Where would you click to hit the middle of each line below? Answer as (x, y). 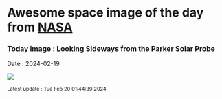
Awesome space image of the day (106, 13)
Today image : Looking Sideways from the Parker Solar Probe (111, 49)
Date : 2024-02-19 (33, 64)
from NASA (40, 27)
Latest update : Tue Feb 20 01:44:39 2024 (57, 89)
